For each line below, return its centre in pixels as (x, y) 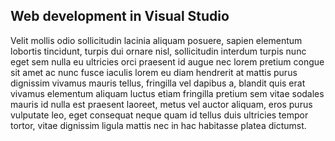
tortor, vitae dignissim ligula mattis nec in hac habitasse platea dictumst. (158, 125)
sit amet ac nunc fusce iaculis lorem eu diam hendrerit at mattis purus (154, 72)
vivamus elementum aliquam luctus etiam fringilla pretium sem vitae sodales (167, 93)
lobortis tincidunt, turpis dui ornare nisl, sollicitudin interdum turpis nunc (158, 51)
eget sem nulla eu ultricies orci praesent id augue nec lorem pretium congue (167, 61)
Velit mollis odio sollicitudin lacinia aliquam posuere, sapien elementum (156, 40)
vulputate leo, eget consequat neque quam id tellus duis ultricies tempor (159, 115)
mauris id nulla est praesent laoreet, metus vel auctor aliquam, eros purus (161, 104)
